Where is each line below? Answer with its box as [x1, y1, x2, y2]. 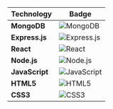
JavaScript [11, 67, 48, 76]
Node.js [11, 56, 38, 65]
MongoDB [11, 21, 45, 30]
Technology [11, 9, 52, 18]
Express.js [11, 33, 48, 42]
